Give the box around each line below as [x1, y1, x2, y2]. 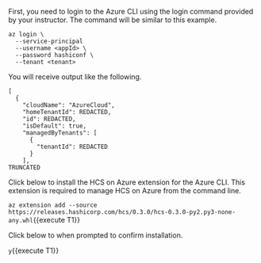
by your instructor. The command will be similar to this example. [8, 15, 217, 25]
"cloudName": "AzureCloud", [22, 101, 115, 109]
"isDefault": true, [22, 122, 87, 130]
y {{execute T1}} [8, 246, 59, 255]
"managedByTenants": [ [22, 129, 98, 137]
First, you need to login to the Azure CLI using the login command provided [8, 7, 254, 16]
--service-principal [15, 37, 83, 45]
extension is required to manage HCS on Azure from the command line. [8, 186, 242, 195]
